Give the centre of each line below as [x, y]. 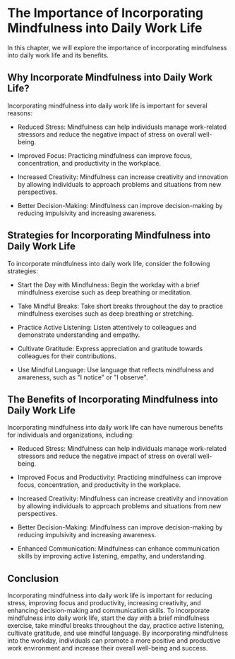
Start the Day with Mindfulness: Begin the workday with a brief [108, 285]
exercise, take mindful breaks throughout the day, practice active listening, [116, 626]
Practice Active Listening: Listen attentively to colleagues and [107, 327]
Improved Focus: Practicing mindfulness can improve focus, [105, 155]
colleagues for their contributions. [67, 356]
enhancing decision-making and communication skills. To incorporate [109, 611]
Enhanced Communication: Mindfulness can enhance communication [119, 549]
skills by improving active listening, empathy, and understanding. [112, 556]
